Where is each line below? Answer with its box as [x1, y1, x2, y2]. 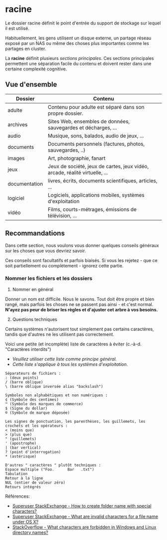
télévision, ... [48, 212, 77, 219]
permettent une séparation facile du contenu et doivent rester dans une [5, 60, 152, 66]
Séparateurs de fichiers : [5, 371, 61, 376]
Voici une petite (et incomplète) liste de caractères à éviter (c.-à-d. [5, 341, 142, 347]
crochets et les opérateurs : [5, 423, 68, 428]
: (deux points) [5, 375, 39, 380]
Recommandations [5, 229, 65, 238]
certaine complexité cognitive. [5, 66, 67, 72]
